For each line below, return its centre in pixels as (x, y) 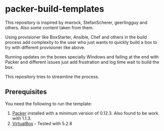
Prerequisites (26, 92)
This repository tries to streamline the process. (52, 76)
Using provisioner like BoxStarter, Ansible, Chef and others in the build (76, 37)
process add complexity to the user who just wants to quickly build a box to (81, 42)
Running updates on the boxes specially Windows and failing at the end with (82, 56)
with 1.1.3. (22, 118)
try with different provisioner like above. (45, 47)
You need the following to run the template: (48, 104)
